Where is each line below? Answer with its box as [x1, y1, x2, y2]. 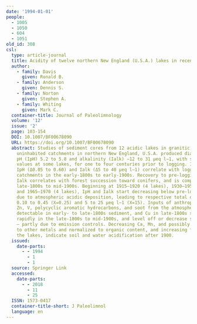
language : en [11, 309, 43, 315]
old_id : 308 [6, 42, 35, 48]
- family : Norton [16, 90, 59, 96]
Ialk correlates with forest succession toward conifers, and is [16, 178, 180, 184]
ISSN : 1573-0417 [11, 298, 51, 304]
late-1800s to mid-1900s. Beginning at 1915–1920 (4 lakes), [16, 183, 169, 189]
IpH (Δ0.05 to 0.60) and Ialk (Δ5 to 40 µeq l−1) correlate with [16, 167, 180, 173]
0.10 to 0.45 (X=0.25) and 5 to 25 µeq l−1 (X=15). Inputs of [16, 200, 172, 205]
